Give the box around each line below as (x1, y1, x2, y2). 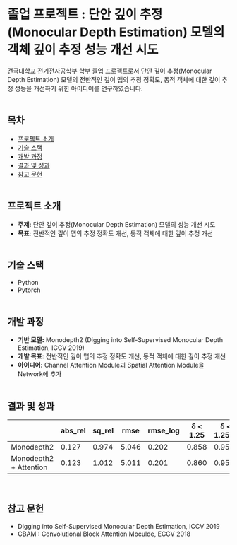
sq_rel (92, 426, 114, 435)
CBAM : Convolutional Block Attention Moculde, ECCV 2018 (17, 529, 191, 538)
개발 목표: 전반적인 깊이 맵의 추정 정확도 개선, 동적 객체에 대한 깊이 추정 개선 (17, 352, 226, 361)
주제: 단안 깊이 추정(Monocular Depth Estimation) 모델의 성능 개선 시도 (17, 220, 216, 228)
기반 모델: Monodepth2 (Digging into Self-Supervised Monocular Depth (17, 336, 224, 344)
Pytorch (17, 286, 41, 294)
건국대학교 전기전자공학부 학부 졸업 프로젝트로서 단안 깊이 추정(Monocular (7, 66, 212, 75)
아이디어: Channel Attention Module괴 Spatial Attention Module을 (17, 361, 205, 370)
